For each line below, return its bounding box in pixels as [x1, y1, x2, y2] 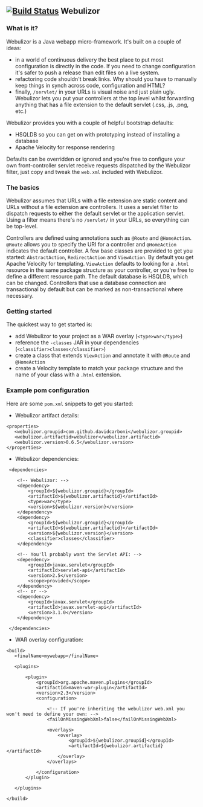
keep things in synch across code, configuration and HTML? [14, 82, 166, 89]
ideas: [6, 44, 22, 51]
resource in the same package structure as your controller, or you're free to [6, 266, 195, 274]
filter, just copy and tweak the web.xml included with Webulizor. [6, 168, 163, 175]
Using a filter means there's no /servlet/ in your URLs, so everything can [6, 216, 190, 223]
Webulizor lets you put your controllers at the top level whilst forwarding [14, 94, 195, 101]
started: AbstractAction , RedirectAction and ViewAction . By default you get [6, 253, 194, 260]
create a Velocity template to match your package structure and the [14, 365, 184, 372]
